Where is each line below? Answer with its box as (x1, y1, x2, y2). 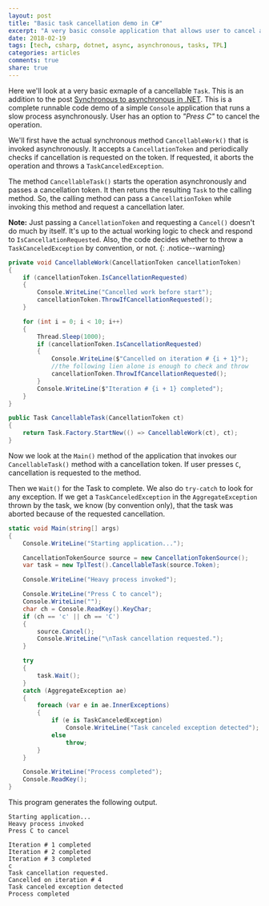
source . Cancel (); (37, 627, 94, 635)
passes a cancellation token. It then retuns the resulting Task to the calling (8, 185, 252, 195)
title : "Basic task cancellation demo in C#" (8, 19, 163, 27)
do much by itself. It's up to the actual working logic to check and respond (8, 226, 253, 236)
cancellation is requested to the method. (8, 468, 142, 477)
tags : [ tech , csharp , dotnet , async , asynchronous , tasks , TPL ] (8, 42, 227, 50)
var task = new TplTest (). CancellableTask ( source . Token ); (22, 562, 220, 570)
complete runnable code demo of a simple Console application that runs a (8, 103, 251, 112)
